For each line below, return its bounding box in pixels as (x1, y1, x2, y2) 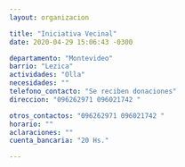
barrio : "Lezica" (9, 62, 74, 71)
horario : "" (9, 120, 53, 129)
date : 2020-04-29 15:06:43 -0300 (9, 38, 133, 46)
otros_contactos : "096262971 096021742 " (9, 111, 165, 121)
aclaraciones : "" (9, 128, 74, 137)
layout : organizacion (9, 13, 90, 22)
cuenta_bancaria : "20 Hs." (9, 136, 109, 146)
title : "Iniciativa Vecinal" (9, 29, 117, 38)
